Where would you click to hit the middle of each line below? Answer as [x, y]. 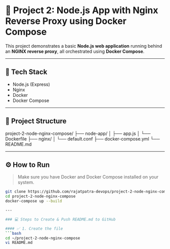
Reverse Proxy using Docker [66, 21]
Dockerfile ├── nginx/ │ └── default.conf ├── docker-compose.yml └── [83, 138]
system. [26, 183]
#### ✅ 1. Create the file [34, 228]
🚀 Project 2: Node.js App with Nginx [82, 10]
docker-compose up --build [34, 201]
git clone [16, 192]
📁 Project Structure [36, 121]
